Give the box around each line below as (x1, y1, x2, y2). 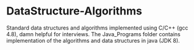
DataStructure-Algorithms (6, 4, 142, 18)
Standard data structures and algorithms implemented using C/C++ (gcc (6, 24, 189, 31)
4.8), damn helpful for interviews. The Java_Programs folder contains (6, 30, 181, 37)
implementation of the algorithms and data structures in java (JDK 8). (6, 37, 180, 44)
